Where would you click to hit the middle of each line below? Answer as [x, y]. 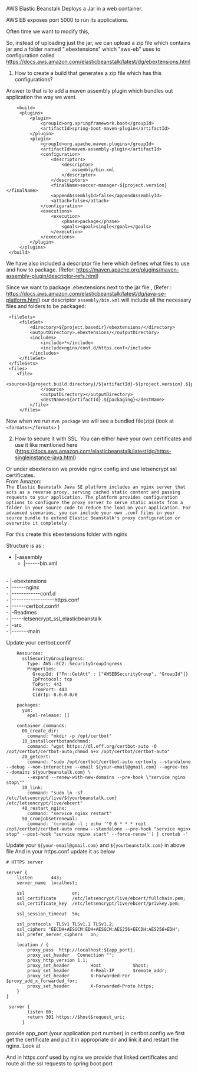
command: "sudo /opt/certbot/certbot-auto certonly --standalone [109, 762]
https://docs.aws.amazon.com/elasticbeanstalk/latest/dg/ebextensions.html [98, 62]
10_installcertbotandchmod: [56, 741]
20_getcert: [36, 757]
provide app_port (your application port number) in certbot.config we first [95, 1033]
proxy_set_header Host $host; [88, 966]
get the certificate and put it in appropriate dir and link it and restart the [92, 1039]
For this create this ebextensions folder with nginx [67, 534]
